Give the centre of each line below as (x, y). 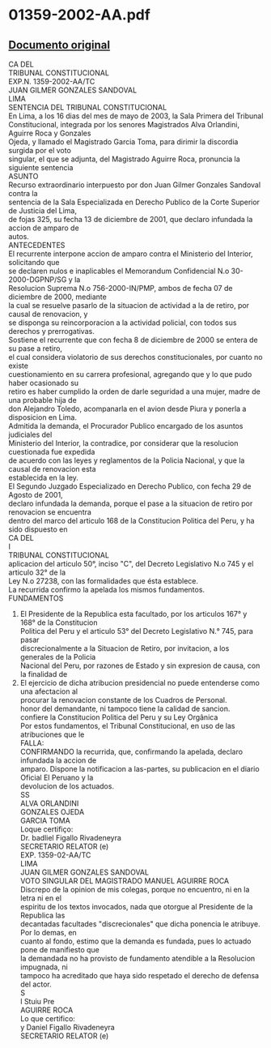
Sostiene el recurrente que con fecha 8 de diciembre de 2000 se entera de (133, 340)
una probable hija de (42, 400)
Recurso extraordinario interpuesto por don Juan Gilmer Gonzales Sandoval (135, 185)
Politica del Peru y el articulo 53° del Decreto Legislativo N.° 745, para (136, 631)
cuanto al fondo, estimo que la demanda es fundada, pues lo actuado (135, 941)
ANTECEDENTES (37, 245)
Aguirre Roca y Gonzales (50, 133)
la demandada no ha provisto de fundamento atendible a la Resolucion (138, 958)
